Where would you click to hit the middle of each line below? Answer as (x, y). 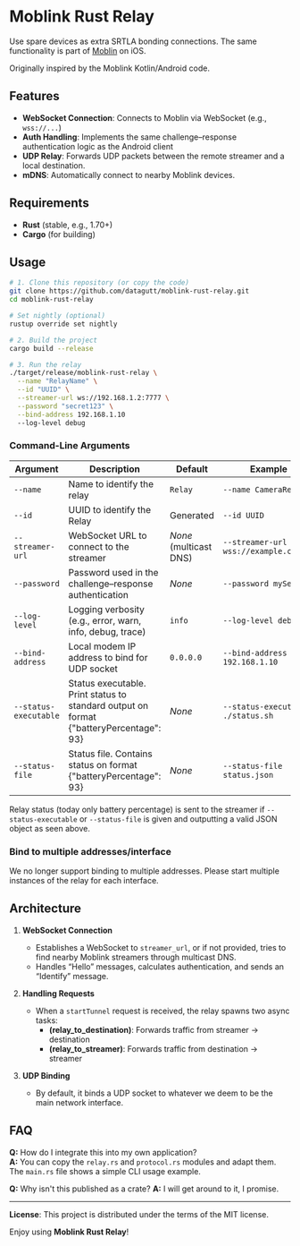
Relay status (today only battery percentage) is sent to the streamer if (137, 809)
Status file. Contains (111, 754)
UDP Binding (46, 1075)
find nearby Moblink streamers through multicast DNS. (136, 957)
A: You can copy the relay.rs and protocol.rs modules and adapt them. (143, 1162)
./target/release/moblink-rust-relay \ (83, 373)
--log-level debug (52, 422)
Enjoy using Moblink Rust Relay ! (69, 1232)
